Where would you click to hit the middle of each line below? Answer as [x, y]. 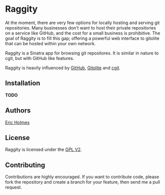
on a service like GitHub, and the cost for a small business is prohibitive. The [83, 33]
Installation [23, 83]
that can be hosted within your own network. [50, 43]
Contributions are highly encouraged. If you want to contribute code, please [82, 177]
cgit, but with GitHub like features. [40, 58]
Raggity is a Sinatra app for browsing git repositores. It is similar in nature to [82, 53]
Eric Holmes [17, 122]
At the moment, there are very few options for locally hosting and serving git [82, 23]
